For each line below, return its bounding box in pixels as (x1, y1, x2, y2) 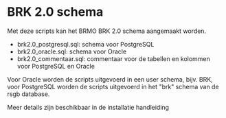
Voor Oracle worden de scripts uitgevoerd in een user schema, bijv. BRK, (7, 75, 213, 83)
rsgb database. (7, 90, 50, 98)
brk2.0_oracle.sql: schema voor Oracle (16, 47, 127, 56)
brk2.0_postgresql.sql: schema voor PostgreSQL (16, 40, 155, 48)
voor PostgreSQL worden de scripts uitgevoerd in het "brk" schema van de (7, 82, 219, 91)
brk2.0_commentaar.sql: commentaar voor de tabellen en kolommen (16, 54, 211, 62)
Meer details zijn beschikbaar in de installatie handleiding (7, 103, 170, 111)
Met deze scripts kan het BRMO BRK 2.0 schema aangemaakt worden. (7, 27, 207, 35)
